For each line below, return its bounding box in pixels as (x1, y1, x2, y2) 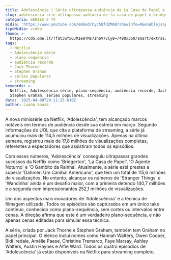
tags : (5, 41, 17, 46)
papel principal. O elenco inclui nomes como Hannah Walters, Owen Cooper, (5, 232, 166, 239)
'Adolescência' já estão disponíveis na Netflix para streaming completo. (5, 249, 155, 255)
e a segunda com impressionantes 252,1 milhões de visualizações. (5, 186, 145, 192)
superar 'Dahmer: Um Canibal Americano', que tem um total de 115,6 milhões (5, 169, 166, 176)
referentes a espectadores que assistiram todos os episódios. (5, 143, 135, 149)
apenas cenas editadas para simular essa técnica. (5, 217, 110, 223)
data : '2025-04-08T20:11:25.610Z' (5, 97, 79, 102)
